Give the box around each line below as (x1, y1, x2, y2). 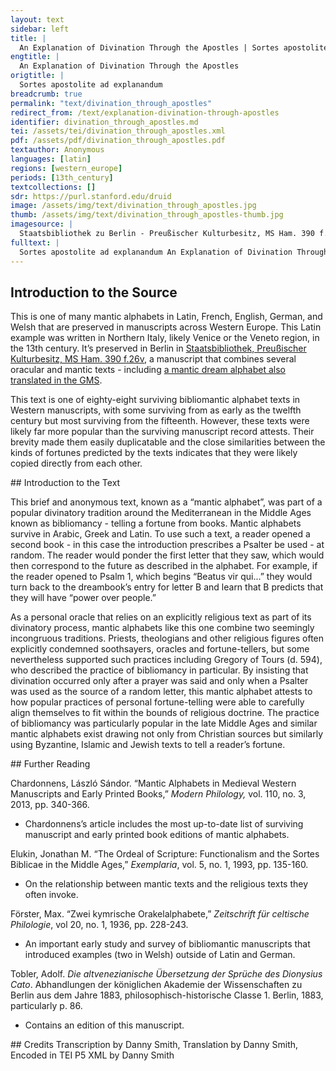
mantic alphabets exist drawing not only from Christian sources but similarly (10, 728, 324, 740)
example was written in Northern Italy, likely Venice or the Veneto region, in (10, 332, 320, 344)
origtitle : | (10, 71, 65, 81)
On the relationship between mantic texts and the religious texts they (24, 878, 309, 890)
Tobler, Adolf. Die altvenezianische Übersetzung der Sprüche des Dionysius (10, 968, 323, 980)
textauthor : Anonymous (10, 145, 105, 155)
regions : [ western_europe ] (10, 163, 123, 173)
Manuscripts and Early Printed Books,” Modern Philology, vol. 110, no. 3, (10, 788, 307, 800)
